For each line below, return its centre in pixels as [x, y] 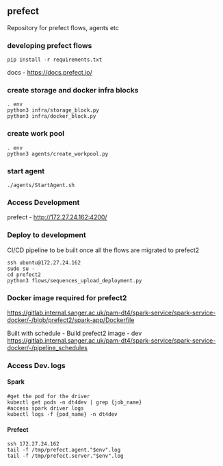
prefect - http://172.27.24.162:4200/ [57, 217]
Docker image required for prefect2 [67, 297]
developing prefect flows [50, 45]
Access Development [43, 202]
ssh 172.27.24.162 [33, 444]
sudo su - [21, 269]
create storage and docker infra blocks [73, 90]
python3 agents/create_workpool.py [58, 154]
